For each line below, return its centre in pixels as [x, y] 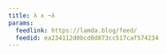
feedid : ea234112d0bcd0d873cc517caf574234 [87, 38]
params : [21, 23]
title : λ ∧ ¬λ [32, 15]
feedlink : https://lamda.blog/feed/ [76, 30]
